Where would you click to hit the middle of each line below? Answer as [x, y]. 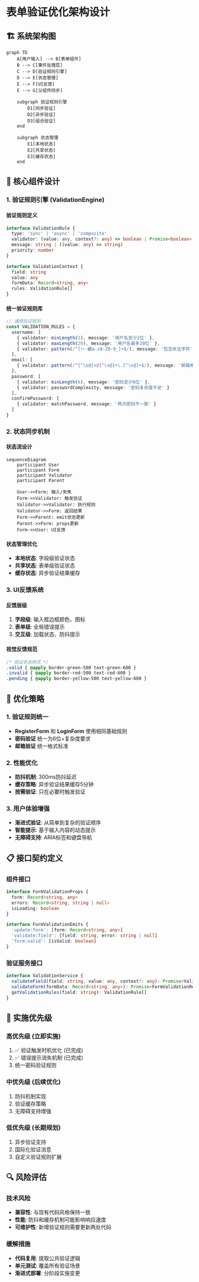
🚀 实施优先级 [29, 1018]
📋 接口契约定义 [35, 858]
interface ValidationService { [45, 976]
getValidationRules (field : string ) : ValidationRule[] [79, 992]
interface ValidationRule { [41, 228]
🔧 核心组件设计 [33, 182]
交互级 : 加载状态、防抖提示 [47, 634]
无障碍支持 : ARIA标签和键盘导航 [53, 837]
